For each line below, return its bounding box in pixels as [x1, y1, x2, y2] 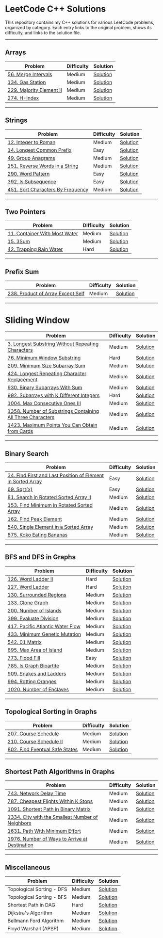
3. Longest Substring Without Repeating [7, 340, 98, 347]
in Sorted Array [7, 478, 42, 485]
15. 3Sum [7, 238, 30, 245]
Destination [7, 841, 34, 848]
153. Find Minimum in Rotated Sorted [7, 501, 93, 508]
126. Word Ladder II [7, 576, 53, 582]
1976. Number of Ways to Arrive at [7, 836, 88, 842]
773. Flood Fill [7, 654, 40, 661]
